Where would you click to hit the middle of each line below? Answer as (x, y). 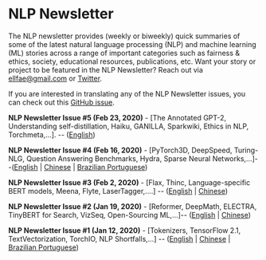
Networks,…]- (235, 158)
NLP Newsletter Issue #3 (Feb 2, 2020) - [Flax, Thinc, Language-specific (129, 182)
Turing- (246, 150)
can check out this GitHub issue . (62, 102)
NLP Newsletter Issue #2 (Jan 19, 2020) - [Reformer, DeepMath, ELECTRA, (133, 206)
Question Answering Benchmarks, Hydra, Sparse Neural (119, 158)
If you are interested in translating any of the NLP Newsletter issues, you (127, 93)
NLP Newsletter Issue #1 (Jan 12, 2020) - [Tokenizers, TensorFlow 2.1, (125, 230)
